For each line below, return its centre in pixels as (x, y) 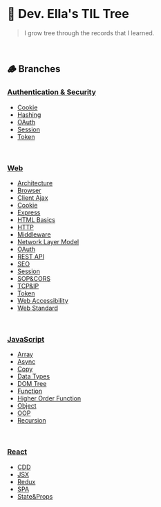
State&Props (35, 496)
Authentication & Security (52, 92)
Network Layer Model (48, 241)
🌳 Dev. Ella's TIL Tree (68, 14)
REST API (31, 256)
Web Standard (38, 308)
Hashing (29, 114)
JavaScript (26, 339)
